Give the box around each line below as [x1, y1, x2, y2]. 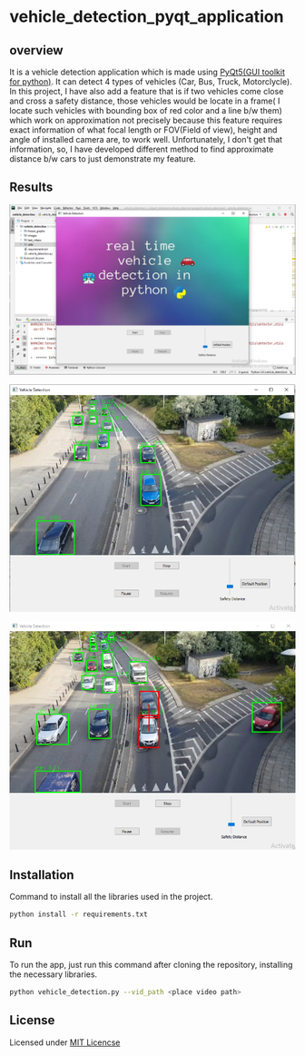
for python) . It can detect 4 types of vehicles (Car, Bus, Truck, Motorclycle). [9, 76, 292, 87]
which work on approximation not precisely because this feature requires [9, 115, 283, 125]
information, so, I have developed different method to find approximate [9, 143, 274, 154]
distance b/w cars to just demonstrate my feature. [9, 153, 197, 164]
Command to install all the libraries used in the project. [9, 892, 213, 903]
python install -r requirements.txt [9, 910, 148, 919]
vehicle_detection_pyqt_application [9, 6, 284, 27]
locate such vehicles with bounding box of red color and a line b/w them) [9, 105, 283, 115]
